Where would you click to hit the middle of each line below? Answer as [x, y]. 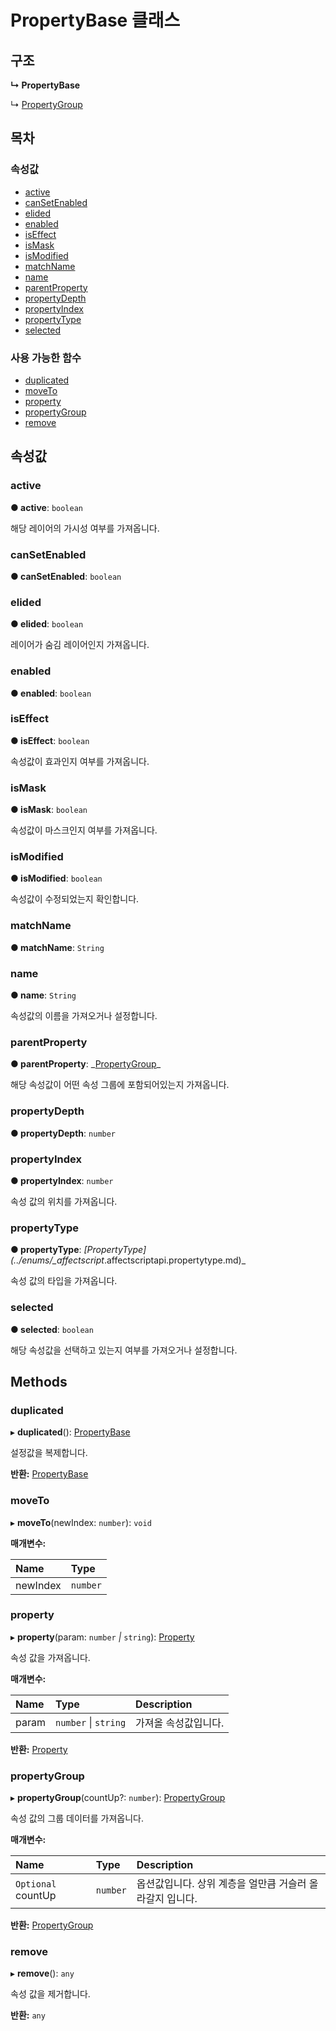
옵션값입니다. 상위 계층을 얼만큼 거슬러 [221, 1884]
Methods [39, 1381]
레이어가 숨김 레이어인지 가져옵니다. [80, 645]
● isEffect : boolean [50, 740]
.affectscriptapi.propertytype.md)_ [175, 1260]
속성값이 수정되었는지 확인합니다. [75, 899]
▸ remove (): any [42, 1973]
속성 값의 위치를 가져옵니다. [64, 1201]
